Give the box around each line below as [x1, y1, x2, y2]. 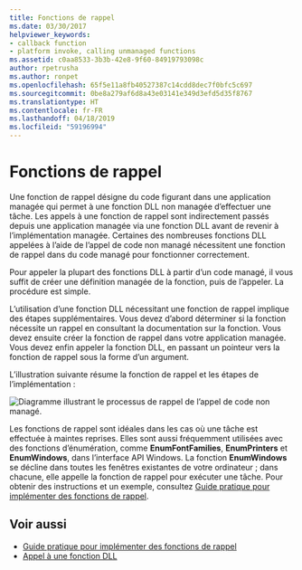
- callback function [9, 38, 88, 48]
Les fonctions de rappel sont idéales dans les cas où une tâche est [9, 423, 259, 434]
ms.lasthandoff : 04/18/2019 [9, 114, 116, 123]
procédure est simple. [9, 286, 91, 297]
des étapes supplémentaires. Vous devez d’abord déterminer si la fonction [9, 313, 287, 324]
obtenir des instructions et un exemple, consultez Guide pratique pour [9, 480, 270, 491]
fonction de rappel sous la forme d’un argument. [9, 351, 190, 362]
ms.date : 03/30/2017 [9, 22, 88, 31]
